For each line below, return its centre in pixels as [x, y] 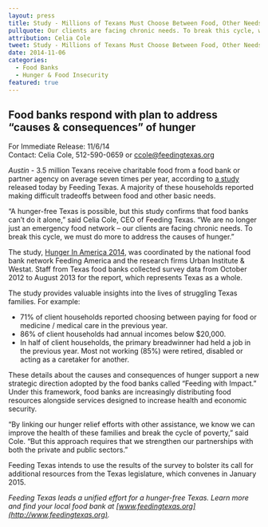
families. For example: [44, 302]
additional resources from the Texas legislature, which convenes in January [132, 474]
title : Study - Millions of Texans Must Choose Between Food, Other [124, 23]
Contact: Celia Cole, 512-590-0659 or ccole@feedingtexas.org [111, 155]
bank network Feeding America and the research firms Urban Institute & [126, 261]
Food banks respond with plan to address [113, 115]
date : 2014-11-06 [37, 53]
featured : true [33, 82]
